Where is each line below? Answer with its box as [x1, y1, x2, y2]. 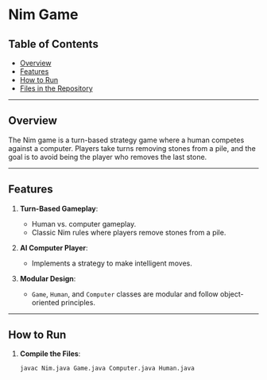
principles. [60, 297, 95, 307]
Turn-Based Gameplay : [19, 204, 99, 213]
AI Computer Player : [19, 242, 89, 252]
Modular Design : [19, 273, 76, 283]
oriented [31, 297, 60, 307]
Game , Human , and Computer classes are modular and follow [31, 289, 219, 299]
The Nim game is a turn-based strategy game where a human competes [8, 135, 245, 145]
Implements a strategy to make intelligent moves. [31, 258, 193, 268]
